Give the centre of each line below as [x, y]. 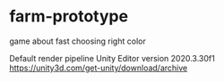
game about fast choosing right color [78, 41]
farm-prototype [69, 16]
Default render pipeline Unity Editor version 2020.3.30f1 [112, 58]
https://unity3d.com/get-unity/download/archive [99, 68]
